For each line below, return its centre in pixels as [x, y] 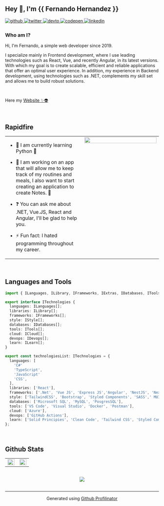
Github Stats [24, 449]
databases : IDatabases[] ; [36, 325]
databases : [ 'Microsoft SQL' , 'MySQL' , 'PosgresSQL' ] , [66, 401]
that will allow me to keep [45, 168]
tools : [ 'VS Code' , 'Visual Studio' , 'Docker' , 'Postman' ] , [72, 406]
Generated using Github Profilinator [82, 499]
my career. [28, 249]
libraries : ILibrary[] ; [33, 311]
